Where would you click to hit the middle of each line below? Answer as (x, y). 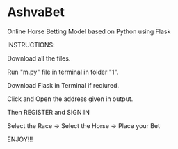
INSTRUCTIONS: (31, 45)
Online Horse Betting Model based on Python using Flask (89, 31)
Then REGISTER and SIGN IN (49, 112)
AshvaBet (36, 12)
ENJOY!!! (20, 139)
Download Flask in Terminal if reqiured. (63, 85)
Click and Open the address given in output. (70, 99)
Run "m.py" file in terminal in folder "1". (63, 72)
